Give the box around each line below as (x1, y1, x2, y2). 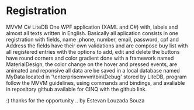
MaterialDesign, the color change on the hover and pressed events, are (6, 60, 178, 68)
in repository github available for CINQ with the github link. (6, 85, 147, 92)
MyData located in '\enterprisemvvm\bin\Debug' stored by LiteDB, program (6, 73, 187, 80)
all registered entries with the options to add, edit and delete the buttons (6, 48, 180, 55)
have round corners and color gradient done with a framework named (6, 54, 174, 61)
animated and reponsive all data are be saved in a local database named (6, 67, 180, 74)
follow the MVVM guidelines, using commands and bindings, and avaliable (6, 79, 185, 86)
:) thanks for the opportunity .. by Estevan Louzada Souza (6, 97, 145, 104)
